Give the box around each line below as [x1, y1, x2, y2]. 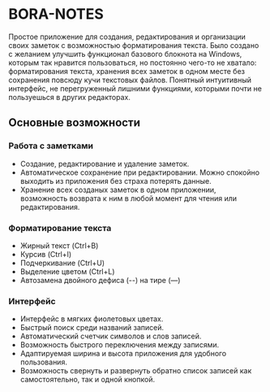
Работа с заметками [8, 140, 93, 151]
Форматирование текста [8, 222, 112, 233]
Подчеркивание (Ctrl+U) [19, 258, 105, 268]
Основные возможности [8, 115, 140, 130]
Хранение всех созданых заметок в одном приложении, [19, 185, 216, 194]
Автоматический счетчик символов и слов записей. [19, 331, 202, 342]
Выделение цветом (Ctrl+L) [19, 266, 115, 277]
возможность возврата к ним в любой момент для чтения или [19, 193, 238, 203]
